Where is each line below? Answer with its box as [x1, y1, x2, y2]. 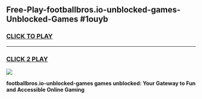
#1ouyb [80, 14, 108, 25]
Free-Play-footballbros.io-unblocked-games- [6, 5, 181, 15]
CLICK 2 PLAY [6, 55, 48, 63]
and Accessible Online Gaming [6, 86, 85, 93]
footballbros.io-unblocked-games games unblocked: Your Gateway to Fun [6, 79, 196, 86]
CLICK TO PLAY [6, 32, 53, 41]
